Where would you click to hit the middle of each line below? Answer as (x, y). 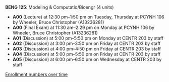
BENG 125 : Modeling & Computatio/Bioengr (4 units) (60, 7)
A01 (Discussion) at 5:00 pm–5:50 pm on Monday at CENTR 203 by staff (88, 38)
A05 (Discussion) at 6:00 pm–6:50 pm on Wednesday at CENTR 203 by (87, 59)
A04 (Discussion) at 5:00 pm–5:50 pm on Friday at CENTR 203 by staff (87, 54)
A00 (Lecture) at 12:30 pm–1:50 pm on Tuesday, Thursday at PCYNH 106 (89, 17)
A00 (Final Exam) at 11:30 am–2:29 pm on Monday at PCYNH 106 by (83, 27)
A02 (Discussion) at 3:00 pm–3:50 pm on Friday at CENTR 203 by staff (87, 43)
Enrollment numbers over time (37, 74)
